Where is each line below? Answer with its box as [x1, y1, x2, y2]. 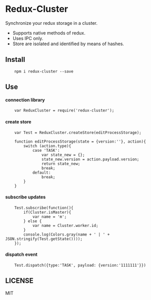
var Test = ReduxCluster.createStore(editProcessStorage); [14, 130, 142, 135]
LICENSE [5, 277, 34, 285]
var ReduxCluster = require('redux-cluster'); [14, 108, 115, 113]
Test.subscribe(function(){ [14, 205, 73, 210]
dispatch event [5, 251, 38, 257]
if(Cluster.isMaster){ [23, 210, 71, 215]
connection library [5, 96, 45, 103]
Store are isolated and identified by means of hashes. [12, 41, 124, 47]
